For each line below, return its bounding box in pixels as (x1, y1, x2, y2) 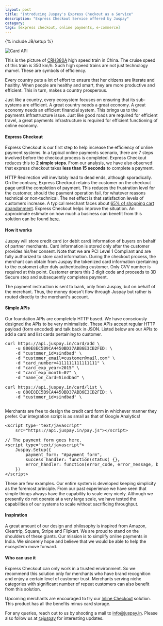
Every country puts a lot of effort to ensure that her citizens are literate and (5, 77, 155, 83)
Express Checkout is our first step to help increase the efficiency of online (5, 144, 153, 151)
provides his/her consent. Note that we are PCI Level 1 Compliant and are (5, 248, 151, 254)
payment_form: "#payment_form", (25, 452, 103, 457)
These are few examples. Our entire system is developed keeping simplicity (5, 480, 156, 486)
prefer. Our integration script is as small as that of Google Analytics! (5, 413, 141, 419)
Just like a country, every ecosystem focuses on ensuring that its (5, 97, 135, 103)
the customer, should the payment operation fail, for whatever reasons (5, 190, 146, 196)
